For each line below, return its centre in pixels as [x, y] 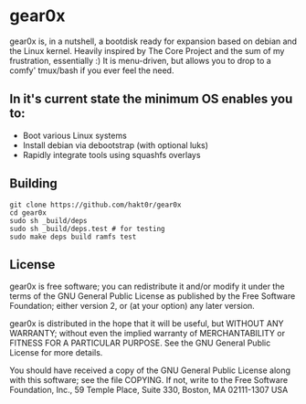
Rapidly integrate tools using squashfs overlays [111, 154]
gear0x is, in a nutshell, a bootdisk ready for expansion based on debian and [153, 41]
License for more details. [56, 353]
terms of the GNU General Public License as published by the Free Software [153, 296]
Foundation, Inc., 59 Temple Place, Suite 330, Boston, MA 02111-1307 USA [149, 390]
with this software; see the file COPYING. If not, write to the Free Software [149, 380]
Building [33, 184]
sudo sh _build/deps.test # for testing [88, 229]
